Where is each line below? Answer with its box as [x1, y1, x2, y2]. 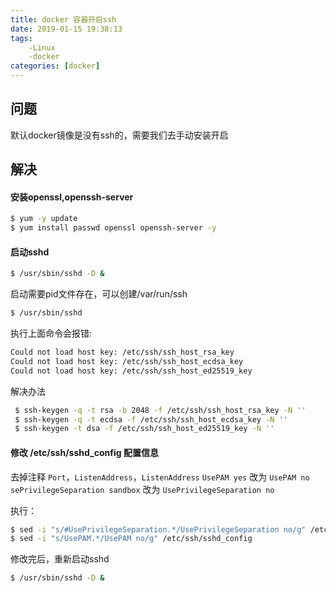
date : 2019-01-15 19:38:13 [10, 24, 123, 34]
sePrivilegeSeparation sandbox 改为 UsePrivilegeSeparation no [10, 483, 275, 495]
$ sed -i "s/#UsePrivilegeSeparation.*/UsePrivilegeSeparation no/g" [10, 524, 307, 535]
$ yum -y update [10, 214, 78, 224]
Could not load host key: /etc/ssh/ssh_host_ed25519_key [10, 366, 253, 376]
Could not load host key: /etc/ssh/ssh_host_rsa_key [10, 347, 235, 358]
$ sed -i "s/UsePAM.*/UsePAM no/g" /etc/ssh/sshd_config [10, 534, 253, 544]
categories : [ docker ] [10, 61, 101, 71]
